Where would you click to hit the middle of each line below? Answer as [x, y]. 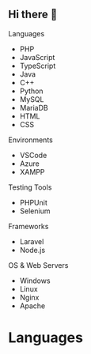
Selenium [35, 211]
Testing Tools [30, 187]
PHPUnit [33, 202]
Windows [35, 281]
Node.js [32, 250]
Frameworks [28, 226]
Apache [32, 306]
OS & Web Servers [38, 265]
